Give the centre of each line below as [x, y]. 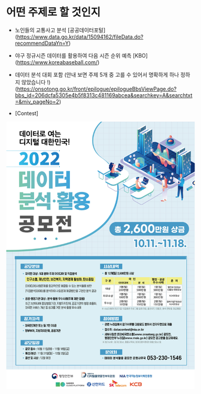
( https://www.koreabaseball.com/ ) [57, 62]
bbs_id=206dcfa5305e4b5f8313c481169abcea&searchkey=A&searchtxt [103, 95]
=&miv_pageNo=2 [37, 101]
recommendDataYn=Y [42, 43]
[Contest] [27, 113]
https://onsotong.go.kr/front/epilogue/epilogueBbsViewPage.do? [97, 89]
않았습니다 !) [36, 82]
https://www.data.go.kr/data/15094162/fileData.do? [80, 37]
